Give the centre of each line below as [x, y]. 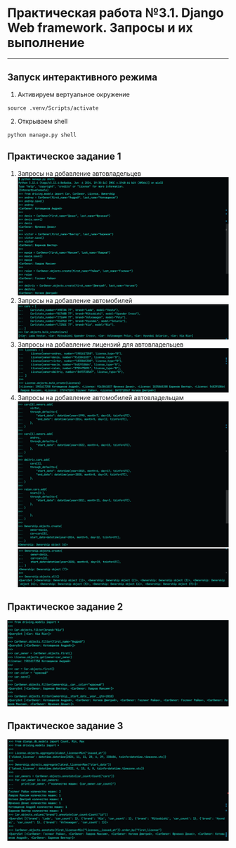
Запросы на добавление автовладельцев [79, 173]
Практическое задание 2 [65, 607]
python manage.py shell [42, 135]
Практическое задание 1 [64, 156]
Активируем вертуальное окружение [73, 94]
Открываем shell [42, 121]
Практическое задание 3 [65, 726]
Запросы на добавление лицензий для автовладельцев [100, 345]
